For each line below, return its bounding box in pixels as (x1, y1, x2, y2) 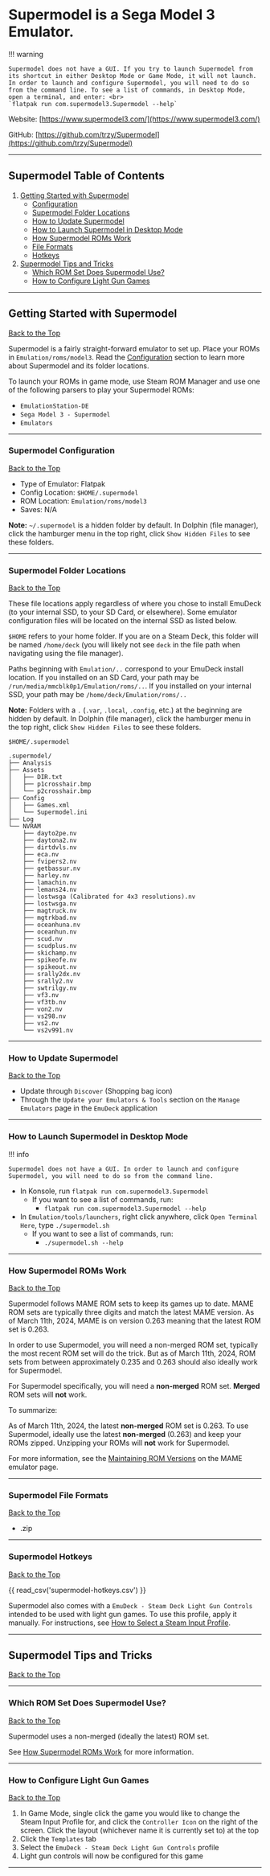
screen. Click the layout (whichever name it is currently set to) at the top (19, 1825, 260, 1835)
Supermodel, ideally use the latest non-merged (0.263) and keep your (8, 1430, 242, 1439)
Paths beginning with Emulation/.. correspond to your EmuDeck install (8, 664, 243, 674)
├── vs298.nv (22, 1012, 67, 1020)
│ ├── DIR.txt (8, 774, 63, 782)
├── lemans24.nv (22, 886, 78, 894)
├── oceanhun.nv (22, 928, 78, 936)
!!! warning (8, 49, 44, 59)
